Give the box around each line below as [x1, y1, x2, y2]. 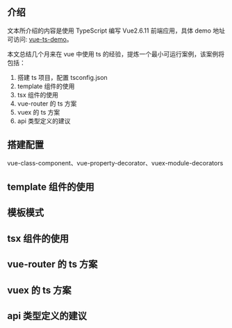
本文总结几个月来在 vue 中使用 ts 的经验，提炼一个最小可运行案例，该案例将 [7, 49, 224, 58]
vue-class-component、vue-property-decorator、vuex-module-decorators [7, 158, 224, 167]
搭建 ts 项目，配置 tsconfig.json [17, 73, 108, 81]
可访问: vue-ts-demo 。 [7, 35, 73, 43]
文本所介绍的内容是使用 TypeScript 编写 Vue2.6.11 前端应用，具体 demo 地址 [7, 26, 226, 35]
